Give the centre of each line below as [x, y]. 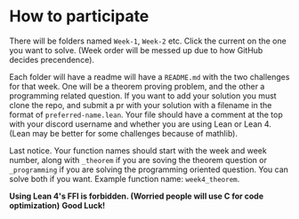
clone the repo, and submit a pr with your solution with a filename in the [141, 105]
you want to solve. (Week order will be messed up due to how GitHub [136, 50]
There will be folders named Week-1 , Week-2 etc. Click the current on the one [148, 41]
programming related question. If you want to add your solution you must [143, 96]
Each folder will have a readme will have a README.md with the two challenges [149, 76]
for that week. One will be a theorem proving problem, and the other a [137, 86]
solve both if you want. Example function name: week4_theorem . [125, 178]
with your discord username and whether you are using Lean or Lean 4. [140, 124]
